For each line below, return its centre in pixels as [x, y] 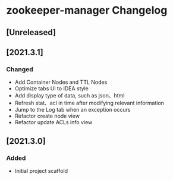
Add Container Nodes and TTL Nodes [61, 82]
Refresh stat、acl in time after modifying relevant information [89, 103]
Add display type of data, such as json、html [70, 96]
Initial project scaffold [41, 170]
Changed [20, 69]
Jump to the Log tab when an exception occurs [73, 110]
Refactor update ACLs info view [54, 122]
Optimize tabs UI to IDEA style [52, 89]
